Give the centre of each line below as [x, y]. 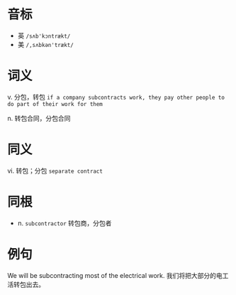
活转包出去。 [26, 284]
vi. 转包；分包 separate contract [55, 171]
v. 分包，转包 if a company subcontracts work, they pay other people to [116, 97]
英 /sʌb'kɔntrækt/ [44, 36]
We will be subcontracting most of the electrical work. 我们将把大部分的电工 [118, 275]
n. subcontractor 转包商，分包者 [64, 223]
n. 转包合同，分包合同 [39, 118]
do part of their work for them [55, 104]
